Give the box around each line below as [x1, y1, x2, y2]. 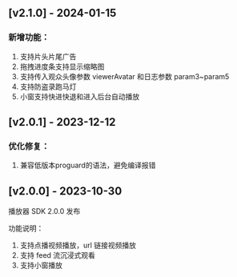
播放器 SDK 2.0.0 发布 [8, 207, 81, 216]
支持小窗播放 [19, 260, 62, 271]
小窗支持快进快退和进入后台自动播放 [19, 91, 140, 101]
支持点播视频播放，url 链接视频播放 [19, 240, 136, 251]
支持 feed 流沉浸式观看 [19, 251, 96, 260]
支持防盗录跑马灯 [19, 82, 77, 91]
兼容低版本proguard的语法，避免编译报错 [19, 160, 156, 171]
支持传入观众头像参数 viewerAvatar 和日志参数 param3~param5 [19, 71, 230, 81]
